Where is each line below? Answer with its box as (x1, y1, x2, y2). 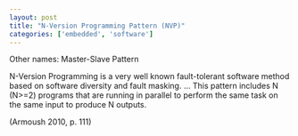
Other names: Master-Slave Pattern (9, 54, 139, 65)
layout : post (9, 12, 58, 22)
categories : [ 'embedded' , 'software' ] (9, 29, 153, 38)
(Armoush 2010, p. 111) (9, 116, 92, 127)
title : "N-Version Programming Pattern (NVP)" (9, 21, 186, 30)
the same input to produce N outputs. (9, 100, 147, 110)
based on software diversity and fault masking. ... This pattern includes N (9, 81, 279, 92)
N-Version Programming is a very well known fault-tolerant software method (9, 71, 290, 82)
